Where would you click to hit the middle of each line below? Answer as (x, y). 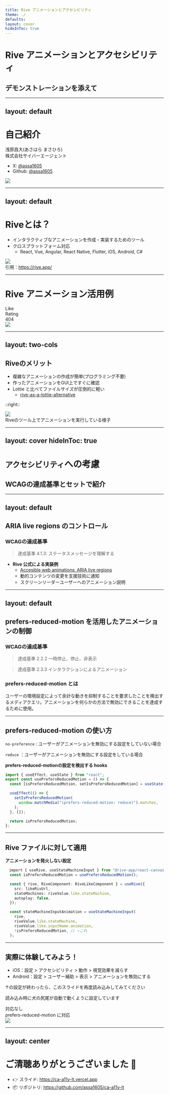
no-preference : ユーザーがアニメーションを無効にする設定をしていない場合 (83, 743)
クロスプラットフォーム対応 (41, 246)
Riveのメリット (29, 363)
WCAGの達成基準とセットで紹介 (55, 484)
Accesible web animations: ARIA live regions (66, 570)
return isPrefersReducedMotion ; (44, 821)
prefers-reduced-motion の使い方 (59, 731)
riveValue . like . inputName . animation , (54, 926)
